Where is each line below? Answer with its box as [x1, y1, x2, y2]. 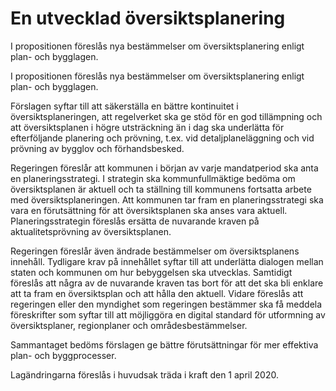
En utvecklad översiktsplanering [10, 7, 286, 30]
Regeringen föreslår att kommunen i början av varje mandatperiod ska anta [10, 162, 319, 174]
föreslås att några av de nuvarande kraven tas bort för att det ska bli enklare [10, 277, 324, 289]
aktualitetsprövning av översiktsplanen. [10, 225, 172, 237]
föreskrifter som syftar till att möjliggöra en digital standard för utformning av [10, 308, 326, 321]
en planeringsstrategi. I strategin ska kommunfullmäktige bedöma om [10, 172, 296, 184]
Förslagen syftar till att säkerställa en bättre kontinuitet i [10, 100, 239, 112]
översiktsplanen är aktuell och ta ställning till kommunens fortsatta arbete [10, 183, 312, 195]
